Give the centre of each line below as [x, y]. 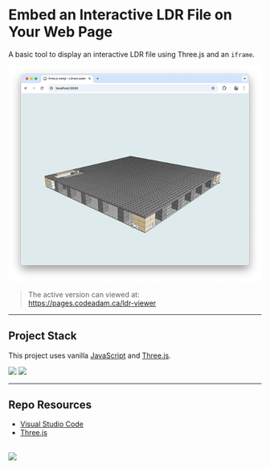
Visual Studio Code [52, 424]
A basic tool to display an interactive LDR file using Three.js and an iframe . [132, 54]
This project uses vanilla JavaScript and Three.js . [90, 355]
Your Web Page [61, 32]
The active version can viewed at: [84, 294]
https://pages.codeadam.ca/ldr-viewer [92, 303]
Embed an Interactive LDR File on [121, 15]
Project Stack [43, 336]
